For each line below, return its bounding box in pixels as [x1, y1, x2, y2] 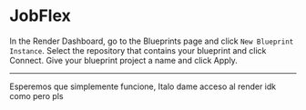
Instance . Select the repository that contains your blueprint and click [9, 45, 267, 55]
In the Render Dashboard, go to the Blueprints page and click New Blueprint [9, 35, 294, 46]
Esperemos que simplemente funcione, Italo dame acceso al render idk [9, 81, 276, 92]
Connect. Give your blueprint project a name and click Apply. [9, 55, 239, 65]
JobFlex [9, 5, 71, 26]
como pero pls [9, 90, 64, 101]
